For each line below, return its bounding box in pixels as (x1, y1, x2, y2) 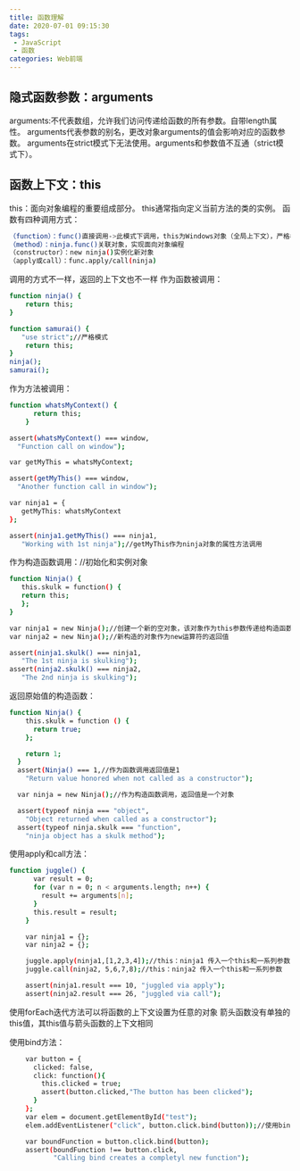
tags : (9, 29, 29, 38)
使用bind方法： (9, 1036, 65, 1047)
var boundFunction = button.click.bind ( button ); (25, 1137, 210, 1146)
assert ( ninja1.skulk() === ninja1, (9, 648, 142, 657)
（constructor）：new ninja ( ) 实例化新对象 (9, 248, 154, 257)
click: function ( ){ (32, 1071, 105, 1080)
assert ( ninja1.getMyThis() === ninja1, (9, 531, 158, 540)
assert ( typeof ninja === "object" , (17, 806, 150, 815)
